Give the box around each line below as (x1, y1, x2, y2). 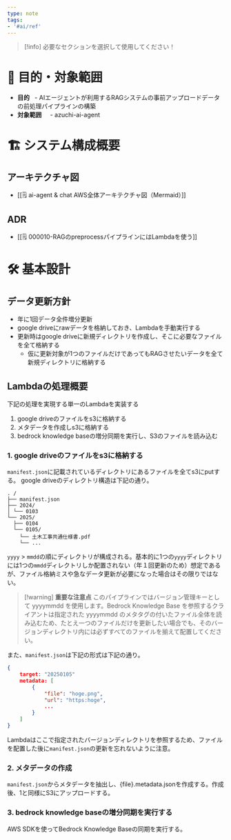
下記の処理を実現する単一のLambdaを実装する (7, 399, 139, 408)
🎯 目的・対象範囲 (7, 70, 103, 85)
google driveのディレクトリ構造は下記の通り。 (20, 477, 153, 485)
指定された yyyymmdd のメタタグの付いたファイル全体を (54, 610, 217, 619)
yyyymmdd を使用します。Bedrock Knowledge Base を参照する (32, 601, 212, 610)
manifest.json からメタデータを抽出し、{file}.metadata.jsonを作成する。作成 (7, 780, 224, 788)
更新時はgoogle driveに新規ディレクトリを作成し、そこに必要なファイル (17, 332, 222, 341)
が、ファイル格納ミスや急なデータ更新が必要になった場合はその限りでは (7, 570, 212, 578)
